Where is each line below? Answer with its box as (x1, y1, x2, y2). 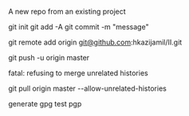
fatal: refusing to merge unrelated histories (8, 68, 149, 78)
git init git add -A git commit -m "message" (8, 22, 149, 31)
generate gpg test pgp (8, 99, 82, 108)
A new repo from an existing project (8, 7, 126, 16)
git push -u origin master (8, 53, 90, 62)
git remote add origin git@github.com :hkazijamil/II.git (8, 37, 183, 47)
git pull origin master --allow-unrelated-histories (8, 83, 167, 93)
